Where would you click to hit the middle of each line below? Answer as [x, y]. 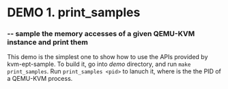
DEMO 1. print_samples [74, 13]
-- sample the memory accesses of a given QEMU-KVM [101, 34]
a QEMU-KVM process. [40, 79]
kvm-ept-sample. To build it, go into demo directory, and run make [99, 64]
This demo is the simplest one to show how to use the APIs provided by [108, 57]
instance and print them [48, 42]
